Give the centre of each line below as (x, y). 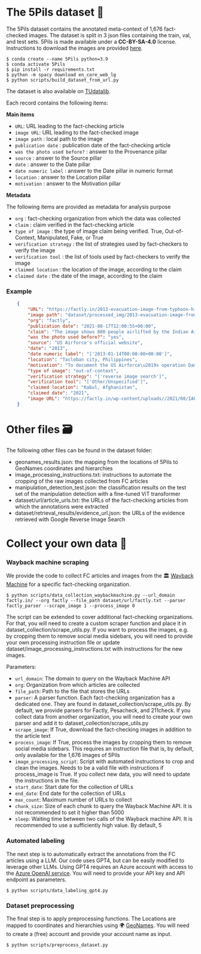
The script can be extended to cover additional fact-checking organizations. (100, 617)
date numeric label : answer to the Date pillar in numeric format (94, 171)
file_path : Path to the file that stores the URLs (72, 691)
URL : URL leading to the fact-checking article (69, 126)
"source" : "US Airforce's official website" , (86, 343)
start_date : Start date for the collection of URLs (74, 787)
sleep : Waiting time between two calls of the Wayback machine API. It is (103, 819)
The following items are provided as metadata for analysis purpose (89, 207)
